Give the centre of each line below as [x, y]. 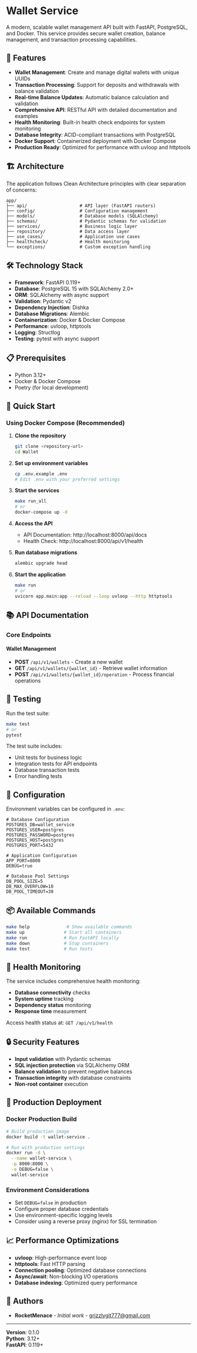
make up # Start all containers [64, 932]
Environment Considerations [48, 1190]
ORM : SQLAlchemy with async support [62, 295]
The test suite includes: [34, 746]
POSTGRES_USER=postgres [35, 830]
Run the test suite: [28, 713]
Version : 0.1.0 [23, 1332]
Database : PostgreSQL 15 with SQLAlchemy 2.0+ [74, 289]
